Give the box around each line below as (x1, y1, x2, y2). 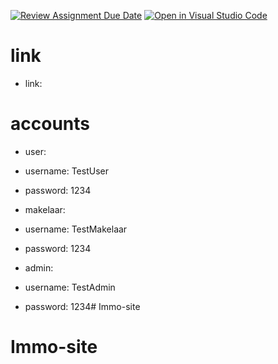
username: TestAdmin (24, 281, 116, 293)
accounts (10, 113, 90, 135)
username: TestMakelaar (24, 223, 128, 235)
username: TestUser (24, 165, 109, 177)
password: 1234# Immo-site (24, 300, 141, 312)
